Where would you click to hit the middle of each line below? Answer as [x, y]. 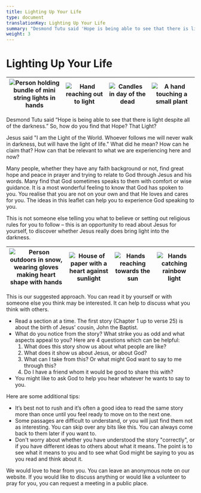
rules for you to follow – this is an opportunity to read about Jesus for [91, 225]
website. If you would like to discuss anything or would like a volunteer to [96, 477]
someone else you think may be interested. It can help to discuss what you [98, 303]
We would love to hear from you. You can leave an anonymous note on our [98, 471]
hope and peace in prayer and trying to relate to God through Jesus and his [99, 175]
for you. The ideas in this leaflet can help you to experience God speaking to [100, 200]
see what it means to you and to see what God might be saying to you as [104, 453]
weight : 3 [19, 34]
